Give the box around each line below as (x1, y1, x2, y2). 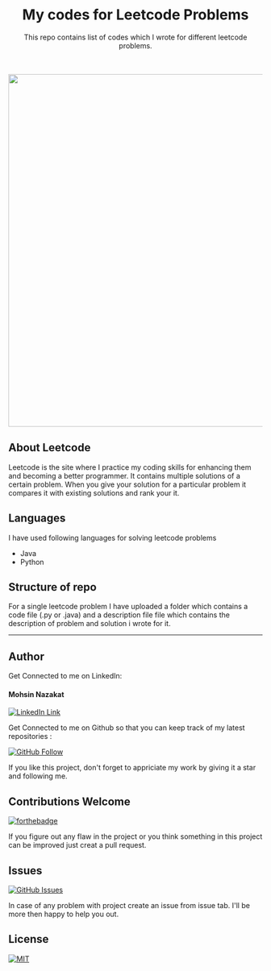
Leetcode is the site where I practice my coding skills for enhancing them (8, 462, 252, 472)
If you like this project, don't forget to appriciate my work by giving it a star (8, 763, 256, 773)
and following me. (8, 771, 68, 781)
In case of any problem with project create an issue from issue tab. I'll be (8, 901, 250, 911)
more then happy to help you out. (8, 909, 119, 919)
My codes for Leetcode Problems (22, 6, 249, 24)
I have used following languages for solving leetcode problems (8, 533, 217, 542)
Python (19, 557, 44, 566)
